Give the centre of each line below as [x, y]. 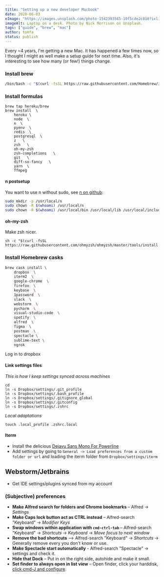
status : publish [21, 37]
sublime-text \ [29, 340]
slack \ [23, 299]
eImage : [13, 19]
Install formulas [24, 96]
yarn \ [21, 166]
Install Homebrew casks [34, 258]
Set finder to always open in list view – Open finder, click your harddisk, [85, 564]
